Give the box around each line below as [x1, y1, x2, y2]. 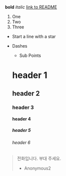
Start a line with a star [12, 34, 56, 39]
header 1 [12, 70, 48, 81]
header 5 [12, 127, 31, 133]
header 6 [12, 140, 31, 146]
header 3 [12, 104, 34, 111]
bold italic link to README [5, 4, 57, 10]
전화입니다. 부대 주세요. [16, 155, 62, 161]
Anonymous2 [24, 165, 51, 171]
